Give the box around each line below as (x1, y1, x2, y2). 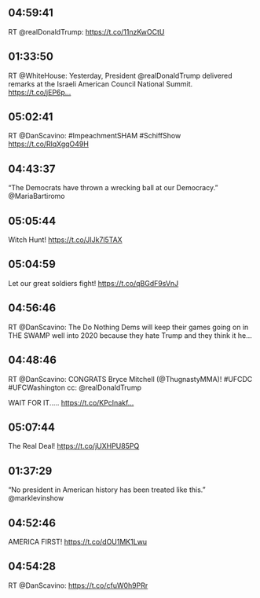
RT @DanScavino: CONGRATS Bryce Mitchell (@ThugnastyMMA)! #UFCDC (8, 374, 253, 383)
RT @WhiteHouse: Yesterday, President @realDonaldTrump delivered (8, 71, 233, 80)
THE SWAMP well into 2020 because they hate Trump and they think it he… (8, 330, 253, 340)
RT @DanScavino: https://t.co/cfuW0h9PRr (8, 581, 148, 590)
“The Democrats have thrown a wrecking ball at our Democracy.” (8, 183, 218, 193)
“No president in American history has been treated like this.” (8, 485, 206, 494)
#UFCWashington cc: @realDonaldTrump (8, 383, 141, 392)
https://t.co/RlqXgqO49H (8, 139, 89, 149)
